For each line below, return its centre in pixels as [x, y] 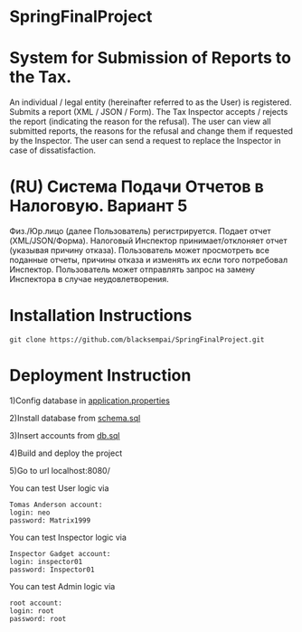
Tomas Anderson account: [56, 505]
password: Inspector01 [52, 570]
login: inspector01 [46, 561]
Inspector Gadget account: [60, 553]
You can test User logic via [59, 488]
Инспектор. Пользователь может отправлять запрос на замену [132, 269]
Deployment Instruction [100, 376]
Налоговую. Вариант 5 [99, 206]
